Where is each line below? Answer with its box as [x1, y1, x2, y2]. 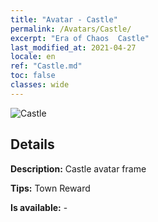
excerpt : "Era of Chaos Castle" [10, 33, 150, 43]
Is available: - [10, 201, 68, 213]
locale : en [10, 52, 56, 62]
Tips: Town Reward [10, 182, 91, 194]
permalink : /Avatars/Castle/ [10, 24, 132, 34]
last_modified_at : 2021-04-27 [10, 42, 137, 53]
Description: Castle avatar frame [10, 162, 147, 175]
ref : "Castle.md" [10, 61, 83, 71]
